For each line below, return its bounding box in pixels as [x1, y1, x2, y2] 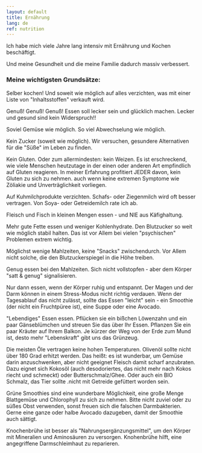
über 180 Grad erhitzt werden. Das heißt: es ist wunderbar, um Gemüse [6, 352, 183, 359]
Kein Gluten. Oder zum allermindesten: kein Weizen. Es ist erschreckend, [6, 155, 188, 163]
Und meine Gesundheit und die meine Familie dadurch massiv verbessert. [6, 60, 190, 68]
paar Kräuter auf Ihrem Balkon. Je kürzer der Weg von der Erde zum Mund [6, 327, 191, 334]
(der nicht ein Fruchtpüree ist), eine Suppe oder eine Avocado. [6, 303, 162, 310]
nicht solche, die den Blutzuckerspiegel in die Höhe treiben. [6, 253, 154, 261]
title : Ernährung [6, 15, 50, 21]
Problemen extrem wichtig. [6, 235, 74, 243]
